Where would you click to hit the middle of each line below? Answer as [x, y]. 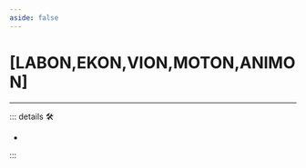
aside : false [34, 18]
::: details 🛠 [32, 116]
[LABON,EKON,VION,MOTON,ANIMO [153, 62]
